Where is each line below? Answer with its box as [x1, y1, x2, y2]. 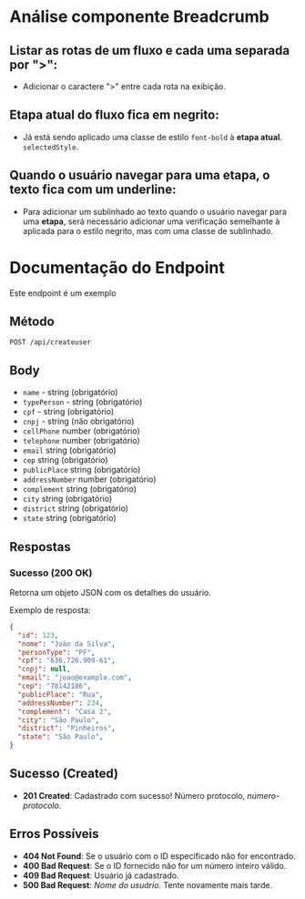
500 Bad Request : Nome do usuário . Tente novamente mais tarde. [22, 879, 273, 890]
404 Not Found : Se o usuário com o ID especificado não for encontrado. [22, 850, 296, 862]
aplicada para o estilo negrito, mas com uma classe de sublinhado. [22, 225, 273, 236]
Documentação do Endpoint [9, 257, 226, 278]
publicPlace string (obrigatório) [22, 465, 141, 475]
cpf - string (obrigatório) [22, 406, 115, 417]
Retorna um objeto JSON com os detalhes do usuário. [9, 587, 211, 598]
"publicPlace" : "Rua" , [17, 690, 104, 699]
